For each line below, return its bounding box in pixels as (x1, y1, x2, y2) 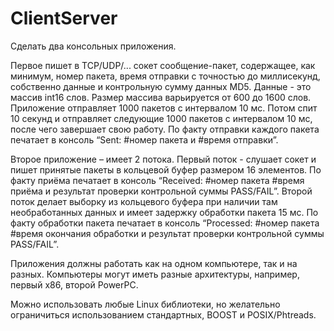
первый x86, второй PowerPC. (10, 278, 139, 291)
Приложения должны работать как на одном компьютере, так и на (10, 257, 298, 269)
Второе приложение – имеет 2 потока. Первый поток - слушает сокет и (10, 153, 317, 165)
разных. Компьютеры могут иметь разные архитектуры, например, (10, 268, 300, 280)
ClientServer (10, 7, 118, 30)
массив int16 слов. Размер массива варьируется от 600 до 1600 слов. (10, 91, 312, 103)
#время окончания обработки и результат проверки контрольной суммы (10, 227, 325, 239)
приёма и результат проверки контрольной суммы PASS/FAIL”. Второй (10, 185, 313, 197)
